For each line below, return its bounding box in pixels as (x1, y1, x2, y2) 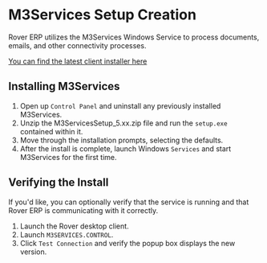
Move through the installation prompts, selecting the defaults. (19, 135, 224, 145)
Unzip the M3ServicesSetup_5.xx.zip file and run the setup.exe (19, 118, 228, 128)
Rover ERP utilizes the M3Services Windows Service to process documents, (8, 32, 260, 42)
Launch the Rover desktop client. (19, 221, 130, 231)
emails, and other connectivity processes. (8, 40, 147, 50)
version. (19, 247, 47, 257)
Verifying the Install (8, 175, 109, 190)
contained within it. (19, 126, 83, 136)
